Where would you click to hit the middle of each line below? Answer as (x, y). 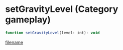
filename (14, 42)
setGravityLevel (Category (62, 9)
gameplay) (28, 20)
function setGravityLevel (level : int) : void (52, 33)
